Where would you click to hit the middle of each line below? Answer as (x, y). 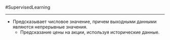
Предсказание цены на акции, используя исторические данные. (90, 32)
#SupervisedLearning (28, 7)
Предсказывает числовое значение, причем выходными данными (84, 21)
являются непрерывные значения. (50, 27)
